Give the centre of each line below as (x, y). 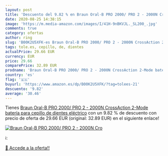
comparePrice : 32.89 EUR (31, 65)
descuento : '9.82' (24, 89)
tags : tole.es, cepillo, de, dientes (44, 47)
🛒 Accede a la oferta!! (27, 148)
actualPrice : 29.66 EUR (30, 51)
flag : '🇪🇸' (17, 79)
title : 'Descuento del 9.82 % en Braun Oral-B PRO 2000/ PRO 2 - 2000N (81, 14)
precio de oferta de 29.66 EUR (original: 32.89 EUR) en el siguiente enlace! (82, 118)
